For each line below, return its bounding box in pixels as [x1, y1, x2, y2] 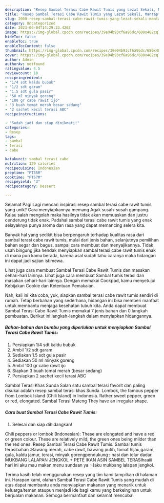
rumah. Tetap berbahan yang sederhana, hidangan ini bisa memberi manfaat [5, 298, 159, 303]
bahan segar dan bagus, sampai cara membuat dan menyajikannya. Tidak [5, 242, 154, 248]
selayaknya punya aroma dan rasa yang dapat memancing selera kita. [5, 222, 145, 228]
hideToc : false [5, 35, 36, 40]
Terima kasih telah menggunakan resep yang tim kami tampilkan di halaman [5, 471, 158, 477]
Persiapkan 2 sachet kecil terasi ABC [12, 372, 86, 379]
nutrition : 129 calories [5, 161, 56, 166]
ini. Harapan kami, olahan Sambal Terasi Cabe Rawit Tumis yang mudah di [5, 477, 154, 482]
